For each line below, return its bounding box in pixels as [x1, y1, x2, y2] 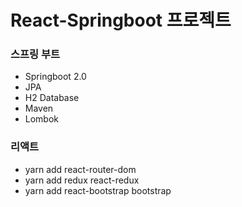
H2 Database [24, 92, 80, 104]
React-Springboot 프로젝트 [10, 9, 232, 32]
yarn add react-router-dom [24, 163, 137, 175]
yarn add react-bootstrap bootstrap [24, 184, 172, 196]
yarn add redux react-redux [24, 174, 140, 186]
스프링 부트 [10, 47, 61, 61]
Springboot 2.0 [24, 71, 87, 83]
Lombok [24, 113, 60, 125]
